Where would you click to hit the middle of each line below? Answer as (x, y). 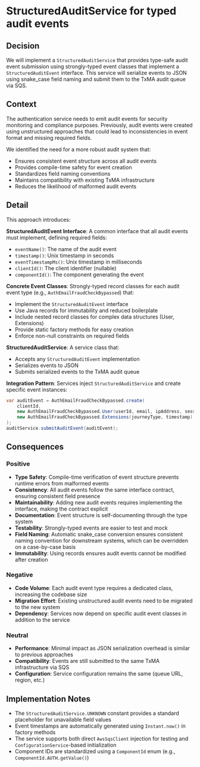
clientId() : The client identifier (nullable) (66, 268)
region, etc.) (30, 680)
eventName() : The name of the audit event (66, 249)
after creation (32, 560)
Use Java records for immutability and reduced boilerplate (86, 310)
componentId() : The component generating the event (79, 274)
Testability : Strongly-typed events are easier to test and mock (91, 528)
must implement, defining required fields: (57, 237)
